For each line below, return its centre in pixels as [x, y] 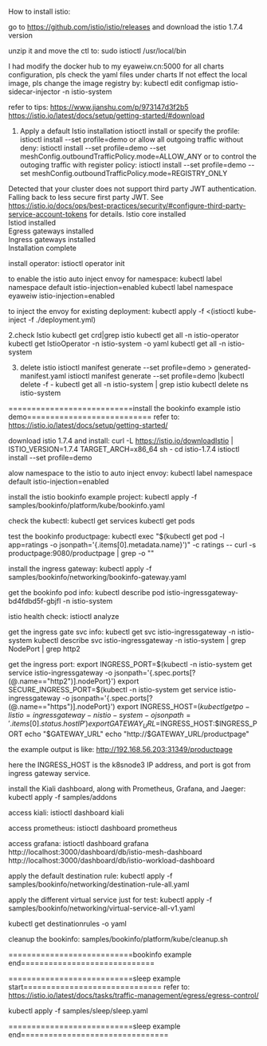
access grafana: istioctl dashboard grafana [79, 843]
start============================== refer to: [99, 986]
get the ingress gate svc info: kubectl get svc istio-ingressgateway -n [122, 632]
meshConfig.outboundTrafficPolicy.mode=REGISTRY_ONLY [130, 173]
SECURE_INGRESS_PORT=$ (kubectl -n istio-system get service [113, 689]
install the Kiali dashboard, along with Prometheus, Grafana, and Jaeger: [127, 789]
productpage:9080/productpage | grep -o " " [81, 553]
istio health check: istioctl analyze [64, 616]
